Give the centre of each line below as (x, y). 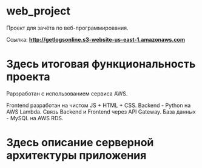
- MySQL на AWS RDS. (35, 118)
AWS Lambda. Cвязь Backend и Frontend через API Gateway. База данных (101, 111)
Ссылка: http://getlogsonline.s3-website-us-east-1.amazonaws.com (96, 39)
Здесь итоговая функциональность (101, 64)
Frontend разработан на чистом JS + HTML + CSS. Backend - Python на (99, 105)
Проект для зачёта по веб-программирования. (67, 28)
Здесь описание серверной (80, 143)
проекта (28, 77)
